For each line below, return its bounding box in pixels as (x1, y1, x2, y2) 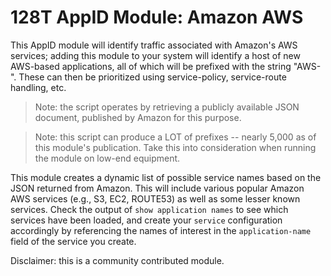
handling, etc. (10, 81, 67, 93)
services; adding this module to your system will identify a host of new (10, 49, 301, 61)
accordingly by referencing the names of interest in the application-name (10, 224, 312, 236)
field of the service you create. (10, 235, 137, 247)
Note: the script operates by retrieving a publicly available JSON (34, 101, 300, 113)
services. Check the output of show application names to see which (10, 203, 289, 215)
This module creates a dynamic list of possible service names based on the (10, 171, 322, 183)
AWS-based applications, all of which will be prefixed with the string (10, 60, 292, 72)
